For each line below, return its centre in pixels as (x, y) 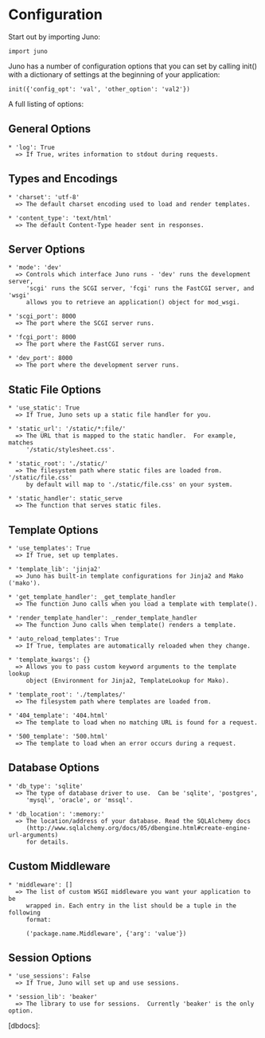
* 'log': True (32, 147)
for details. (47, 842)
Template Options (53, 530)
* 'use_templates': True (49, 548)
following (25, 913)
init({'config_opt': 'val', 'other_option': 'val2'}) (99, 89)
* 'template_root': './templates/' (67, 695)
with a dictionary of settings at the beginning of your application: (114, 74)
